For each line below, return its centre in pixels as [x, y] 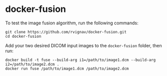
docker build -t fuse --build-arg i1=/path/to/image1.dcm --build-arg [80, 60]
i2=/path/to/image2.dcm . [32, 64]
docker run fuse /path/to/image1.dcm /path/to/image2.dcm [67, 69]
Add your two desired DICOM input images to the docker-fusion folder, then [83, 45]
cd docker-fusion [23, 36]
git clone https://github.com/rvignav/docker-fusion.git [66, 32]
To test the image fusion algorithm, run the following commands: [72, 23]
